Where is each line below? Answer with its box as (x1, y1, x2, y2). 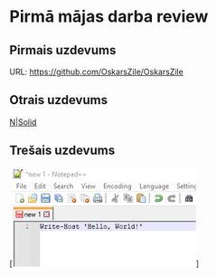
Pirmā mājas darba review (9, 6, 209, 27)
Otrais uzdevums (9, 92, 108, 108)
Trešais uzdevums (9, 143, 116, 158)
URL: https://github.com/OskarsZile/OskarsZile (9, 66, 184, 77)
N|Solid (9, 116, 37, 128)
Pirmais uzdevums (9, 43, 117, 58)
